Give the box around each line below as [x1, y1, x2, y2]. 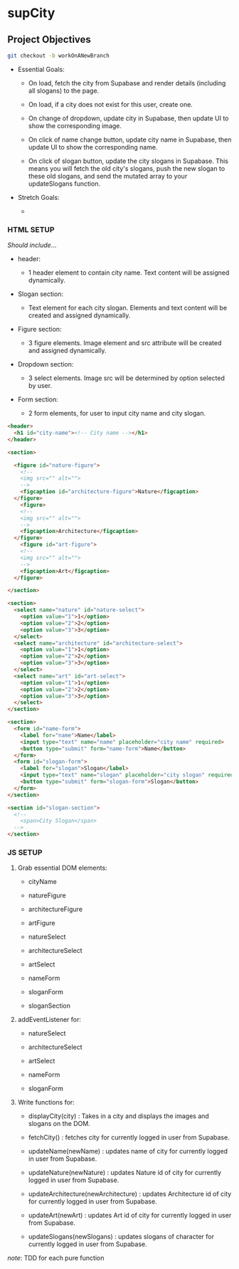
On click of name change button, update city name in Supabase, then [28, 135, 232, 144]
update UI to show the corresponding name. [28, 142, 158, 151]
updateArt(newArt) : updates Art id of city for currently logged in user [28, 1211, 232, 1220]
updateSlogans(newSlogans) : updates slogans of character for [28, 1233, 215, 1241]
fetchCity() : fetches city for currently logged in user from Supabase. [28, 1133, 230, 1142]
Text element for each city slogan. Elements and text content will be [28, 304, 228, 312]
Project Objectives [7, 33, 91, 46]
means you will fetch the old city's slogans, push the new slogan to [28, 164, 225, 172]
